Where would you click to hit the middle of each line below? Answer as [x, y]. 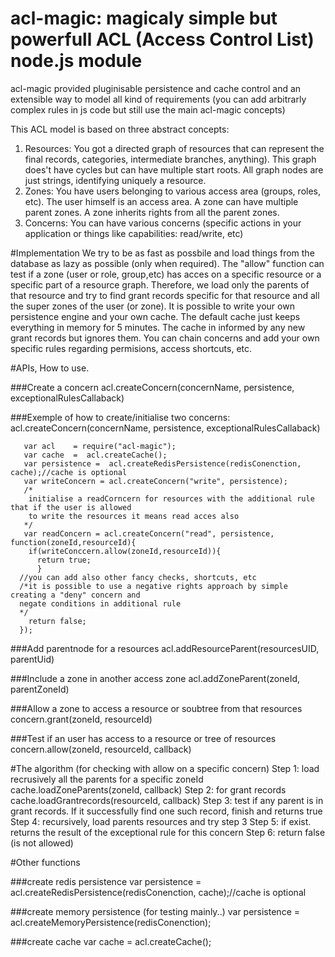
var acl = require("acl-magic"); [100, 446]
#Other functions [45, 862]
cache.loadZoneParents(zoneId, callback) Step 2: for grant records [148, 789]
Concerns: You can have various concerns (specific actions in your [163, 223]
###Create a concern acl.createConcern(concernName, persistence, [152, 387]
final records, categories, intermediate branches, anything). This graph [170, 159]
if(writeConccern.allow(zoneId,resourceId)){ [125, 551]
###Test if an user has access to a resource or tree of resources [143, 738]
